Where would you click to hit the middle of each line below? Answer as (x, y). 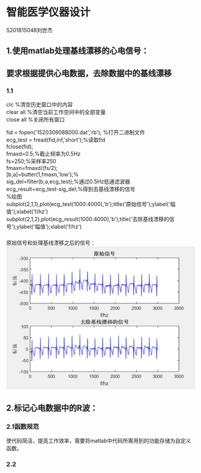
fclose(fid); (20, 147)
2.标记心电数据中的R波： (52, 408)
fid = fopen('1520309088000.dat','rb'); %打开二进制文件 (76, 132)
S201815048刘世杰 (29, 30)
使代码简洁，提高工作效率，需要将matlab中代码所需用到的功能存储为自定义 (99, 441)
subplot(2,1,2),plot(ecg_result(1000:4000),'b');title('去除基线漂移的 (88, 219)
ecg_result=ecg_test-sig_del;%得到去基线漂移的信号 (71, 189)
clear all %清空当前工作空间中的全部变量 (56, 112)
